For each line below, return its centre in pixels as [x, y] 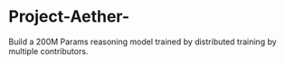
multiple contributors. [48, 51]
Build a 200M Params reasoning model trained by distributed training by [143, 42]
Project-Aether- [69, 17]
